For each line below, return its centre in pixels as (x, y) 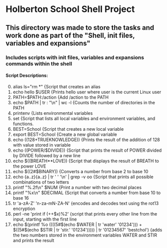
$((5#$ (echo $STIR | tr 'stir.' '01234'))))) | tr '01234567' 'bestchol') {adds (87, 230)
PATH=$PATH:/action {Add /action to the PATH (61, 97)
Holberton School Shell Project (70, 9)
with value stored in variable (42, 145)
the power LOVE (29, 166)
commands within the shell (39, 63)
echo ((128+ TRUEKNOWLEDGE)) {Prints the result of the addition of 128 (86, 139)
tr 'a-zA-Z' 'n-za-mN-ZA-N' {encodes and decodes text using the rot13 (86, 203)
